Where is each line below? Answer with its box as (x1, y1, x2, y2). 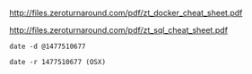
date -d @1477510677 (9, 42, 87, 51)
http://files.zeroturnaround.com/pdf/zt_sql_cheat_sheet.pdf (9, 25, 229, 35)
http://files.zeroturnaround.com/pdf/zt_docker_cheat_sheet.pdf (9, 8, 243, 18)
